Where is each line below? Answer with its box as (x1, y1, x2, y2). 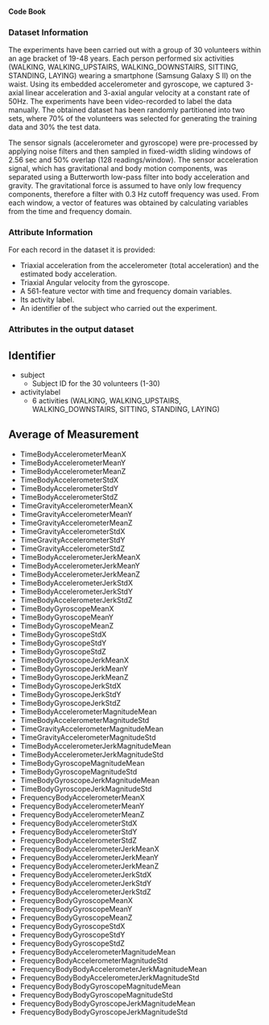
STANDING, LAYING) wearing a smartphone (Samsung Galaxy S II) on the (8, 70, 252, 80)
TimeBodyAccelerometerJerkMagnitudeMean (19, 741, 172, 750)
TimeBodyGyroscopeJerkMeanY (19, 663, 129, 674)
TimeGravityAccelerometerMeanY (19, 509, 133, 519)
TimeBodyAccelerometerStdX (19, 475, 119, 485)
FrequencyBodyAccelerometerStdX (19, 818, 138, 828)
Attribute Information (8, 226, 93, 237)
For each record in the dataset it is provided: (8, 245, 155, 254)
